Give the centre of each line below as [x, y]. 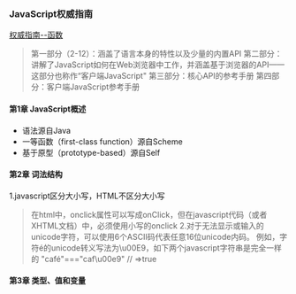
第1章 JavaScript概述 [48, 109]
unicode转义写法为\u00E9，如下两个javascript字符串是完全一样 [167, 248]
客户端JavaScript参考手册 [93, 87]
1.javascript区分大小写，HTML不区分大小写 [87, 196]
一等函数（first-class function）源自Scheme [102, 141]
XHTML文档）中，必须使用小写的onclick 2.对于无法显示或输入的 [147, 225]
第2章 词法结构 [36, 174]
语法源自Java [46, 130]
